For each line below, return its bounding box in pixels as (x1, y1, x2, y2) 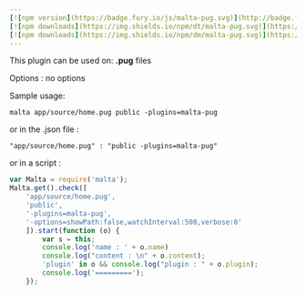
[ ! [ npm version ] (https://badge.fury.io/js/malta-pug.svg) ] (9, 13, 239, 23)
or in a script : (9, 157, 62, 168)
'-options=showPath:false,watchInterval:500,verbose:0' (25, 218, 243, 227)
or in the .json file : (9, 124, 79, 135)
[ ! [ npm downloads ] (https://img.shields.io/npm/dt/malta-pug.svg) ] (9, 22, 267, 31)
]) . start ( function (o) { (25, 226, 120, 235)
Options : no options (9, 73, 86, 84)
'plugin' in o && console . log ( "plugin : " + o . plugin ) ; (42, 260, 259, 269)
